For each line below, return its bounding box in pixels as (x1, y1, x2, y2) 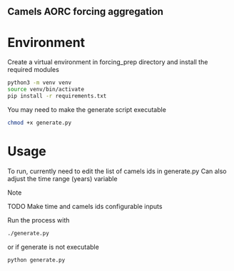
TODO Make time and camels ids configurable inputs (7, 202, 163, 210)
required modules (7, 66, 59, 74)
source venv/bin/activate (7, 86, 84, 93)
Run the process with (7, 215, 70, 224)
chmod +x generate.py (7, 119, 72, 126)
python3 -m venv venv (7, 79, 72, 86)
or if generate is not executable (7, 242, 100, 251)
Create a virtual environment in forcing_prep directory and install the (7, 58, 208, 66)
